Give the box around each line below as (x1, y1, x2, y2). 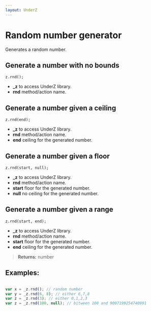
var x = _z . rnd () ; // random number (5, 287, 83, 292)
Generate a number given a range (5, 205, 113, 214)
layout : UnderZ (5, 7, 38, 13)
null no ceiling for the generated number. (12, 191, 99, 196)
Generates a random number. (5, 46, 67, 53)
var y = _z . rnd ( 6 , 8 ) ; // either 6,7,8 (5, 291, 90, 296)
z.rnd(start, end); (5, 219, 47, 224)
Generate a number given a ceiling (5, 103, 116, 112)
